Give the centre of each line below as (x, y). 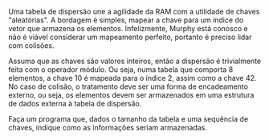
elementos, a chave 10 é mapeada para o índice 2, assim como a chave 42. (132, 78)
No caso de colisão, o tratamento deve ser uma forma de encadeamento (128, 86)
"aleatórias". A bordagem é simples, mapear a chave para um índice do (126, 20)
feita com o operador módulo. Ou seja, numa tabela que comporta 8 (121, 70)
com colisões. (31, 46)
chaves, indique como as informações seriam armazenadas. (108, 128)
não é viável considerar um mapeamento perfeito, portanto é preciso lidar (130, 37)
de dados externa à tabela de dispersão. (75, 104)
